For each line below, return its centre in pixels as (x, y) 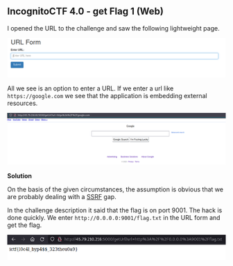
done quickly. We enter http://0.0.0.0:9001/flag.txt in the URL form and (114, 217)
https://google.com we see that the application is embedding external (107, 96)
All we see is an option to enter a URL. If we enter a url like (90, 88)
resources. (23, 103)
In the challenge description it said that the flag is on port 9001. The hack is (115, 210)
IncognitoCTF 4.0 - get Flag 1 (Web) (86, 11)
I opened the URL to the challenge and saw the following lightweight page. (113, 28)
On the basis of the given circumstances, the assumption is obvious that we (115, 189)
